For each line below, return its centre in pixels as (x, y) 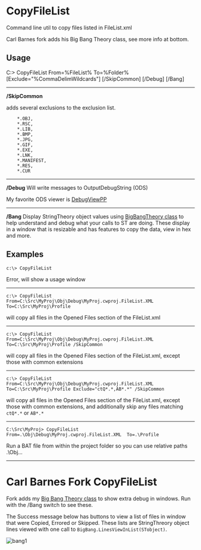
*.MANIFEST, (32, 160)
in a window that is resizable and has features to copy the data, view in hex (99, 229)
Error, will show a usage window (46, 279)
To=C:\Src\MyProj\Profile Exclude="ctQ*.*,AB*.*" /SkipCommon (85, 389)
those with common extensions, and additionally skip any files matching (95, 406)
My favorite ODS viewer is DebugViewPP (57, 199)
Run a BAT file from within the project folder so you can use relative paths (97, 446)
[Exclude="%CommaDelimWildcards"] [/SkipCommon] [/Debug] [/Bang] (95, 78)
